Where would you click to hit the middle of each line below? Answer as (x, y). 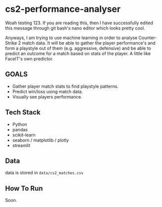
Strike (11, 43)
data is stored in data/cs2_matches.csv (44, 173)
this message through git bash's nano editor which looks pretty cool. (75, 28)
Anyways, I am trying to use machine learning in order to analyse (71, 38)
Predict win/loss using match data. (48, 91)
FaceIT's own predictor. (29, 58)
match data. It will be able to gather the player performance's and (89, 43)
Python (20, 124)
